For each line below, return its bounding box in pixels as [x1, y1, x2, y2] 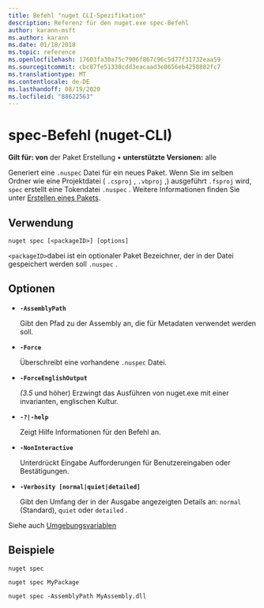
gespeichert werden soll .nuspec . [8, 259, 118, 269]
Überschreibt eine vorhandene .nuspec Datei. [19, 357, 168, 367]
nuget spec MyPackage [8, 578, 80, 586]
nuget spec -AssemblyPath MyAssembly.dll [8, 592, 147, 600]
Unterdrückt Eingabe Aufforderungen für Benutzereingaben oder [19, 458, 231, 467]
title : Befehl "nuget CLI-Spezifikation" [8, 11, 147, 20]
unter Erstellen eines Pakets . [8, 193, 101, 202]
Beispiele [8, 543, 55, 557]
